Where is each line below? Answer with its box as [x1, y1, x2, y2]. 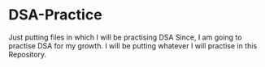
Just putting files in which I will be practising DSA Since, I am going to [8, 32, 242, 42]
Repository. [8, 49, 47, 59]
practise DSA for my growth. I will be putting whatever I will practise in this [8, 40, 258, 50]
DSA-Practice [8, 6, 103, 24]
